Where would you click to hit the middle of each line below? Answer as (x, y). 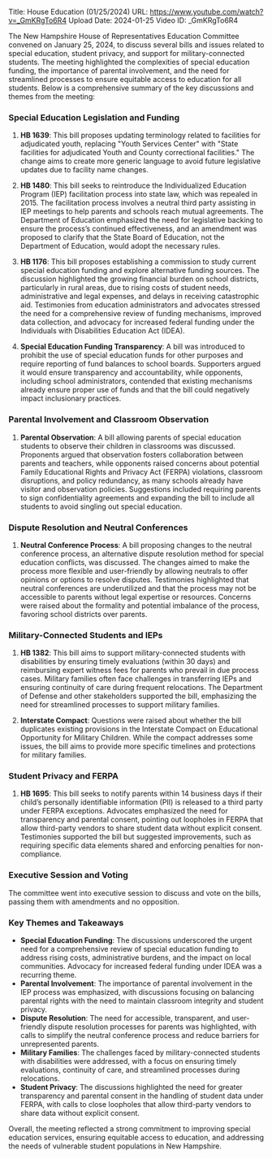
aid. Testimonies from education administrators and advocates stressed (140, 305)
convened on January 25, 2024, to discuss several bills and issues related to (136, 45)
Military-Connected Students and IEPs (86, 635)
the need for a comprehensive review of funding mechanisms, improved (141, 314)
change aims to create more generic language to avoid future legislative (140, 161)
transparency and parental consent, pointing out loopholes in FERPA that (142, 819)
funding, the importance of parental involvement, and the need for (119, 71)
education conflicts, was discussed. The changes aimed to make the (135, 562)
